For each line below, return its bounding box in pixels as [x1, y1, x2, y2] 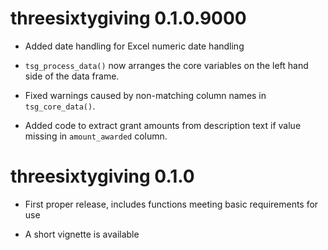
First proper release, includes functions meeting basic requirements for [24, 198, 319, 210]
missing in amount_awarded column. [24, 130, 168, 142]
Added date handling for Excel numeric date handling [24, 40, 245, 52]
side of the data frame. [24, 70, 120, 82]
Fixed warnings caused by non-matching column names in [24, 89, 267, 101]
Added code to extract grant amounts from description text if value [24, 119, 302, 131]
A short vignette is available [24, 228, 140, 240]
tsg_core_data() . [24, 100, 96, 112]
